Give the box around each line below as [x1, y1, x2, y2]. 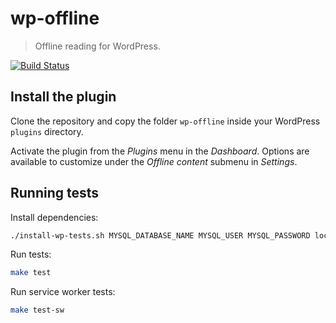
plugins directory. [10, 125, 84, 137]
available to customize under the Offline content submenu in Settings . [10, 155, 298, 167]
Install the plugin [10, 88, 117, 106]
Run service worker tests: [10, 286, 116, 298]
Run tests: [10, 248, 52, 261]
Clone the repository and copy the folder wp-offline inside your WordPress [10, 115, 321, 127]
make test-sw [10, 305, 65, 316]
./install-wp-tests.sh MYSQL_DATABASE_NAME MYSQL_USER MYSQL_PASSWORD [10, 230, 311, 241]
